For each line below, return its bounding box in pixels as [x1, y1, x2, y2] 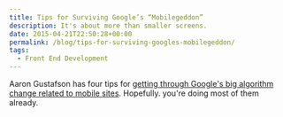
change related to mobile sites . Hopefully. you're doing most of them [9, 88, 259, 98]
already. [9, 97, 39, 107]
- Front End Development [17, 54, 109, 63]
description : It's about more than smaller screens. [9, 21, 208, 30]
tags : [9, 46, 29, 55]
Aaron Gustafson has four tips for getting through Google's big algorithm [9, 79, 274, 89]
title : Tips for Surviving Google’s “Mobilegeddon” [9, 12, 203, 22]
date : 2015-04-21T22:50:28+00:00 [9, 29, 133, 38]
